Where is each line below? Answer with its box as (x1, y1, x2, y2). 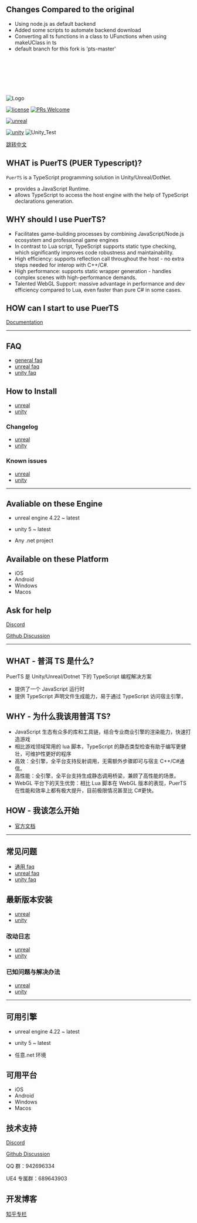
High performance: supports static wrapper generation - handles (14, 267, 172, 274)
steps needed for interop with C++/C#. (14, 261, 108, 269)
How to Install (6, 386, 57, 396)
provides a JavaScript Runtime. (14, 185, 90, 192)
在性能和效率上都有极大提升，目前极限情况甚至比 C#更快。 (14, 787, 157, 794)
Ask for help (6, 605, 52, 615)
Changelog (6, 422, 38, 430)
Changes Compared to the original (6, 5, 135, 15)
